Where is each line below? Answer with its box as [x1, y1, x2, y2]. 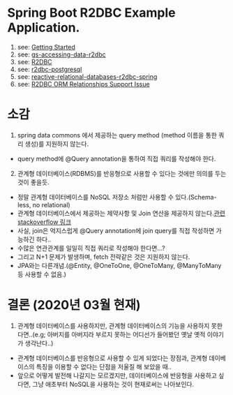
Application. [7, 20, 80, 36]
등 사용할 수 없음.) [17, 270, 66, 278]
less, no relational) [17, 200, 71, 209]
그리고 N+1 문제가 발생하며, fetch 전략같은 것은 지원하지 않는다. [17, 253, 190, 261]
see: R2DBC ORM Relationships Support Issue [17, 80, 150, 88]
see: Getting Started [17, 43, 75, 51]
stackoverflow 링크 [17, 218, 72, 226]
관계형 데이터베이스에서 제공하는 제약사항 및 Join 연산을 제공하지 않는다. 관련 [17, 209, 225, 217]
